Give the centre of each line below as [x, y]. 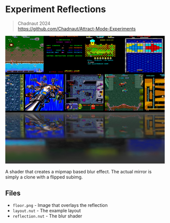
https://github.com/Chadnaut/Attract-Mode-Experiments [77, 28]
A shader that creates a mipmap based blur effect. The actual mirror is [78, 172]
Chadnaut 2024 [34, 23]
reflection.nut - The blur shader [47, 216]
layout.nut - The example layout [47, 210]
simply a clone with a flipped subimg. [44, 177]
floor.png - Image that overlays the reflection [60, 205]
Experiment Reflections [56, 9]
